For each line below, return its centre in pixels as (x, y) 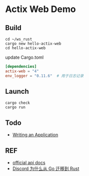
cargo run (15, 107)
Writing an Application (35, 135)
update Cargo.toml (24, 57)
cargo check (17, 103)
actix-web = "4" (22, 71)
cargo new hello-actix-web (33, 44)
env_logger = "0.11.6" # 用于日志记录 (44, 76)
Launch (17, 92)
